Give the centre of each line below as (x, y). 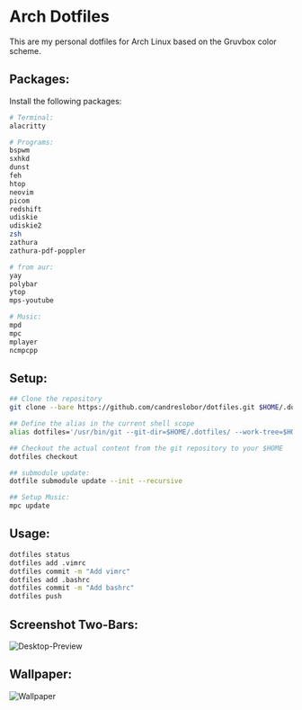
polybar (24, 284)
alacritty (28, 126)
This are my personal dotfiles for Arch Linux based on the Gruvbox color (143, 41)
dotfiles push (36, 597)
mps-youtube (31, 301)
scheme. (26, 50)
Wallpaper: (41, 674)
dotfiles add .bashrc (50, 580)
